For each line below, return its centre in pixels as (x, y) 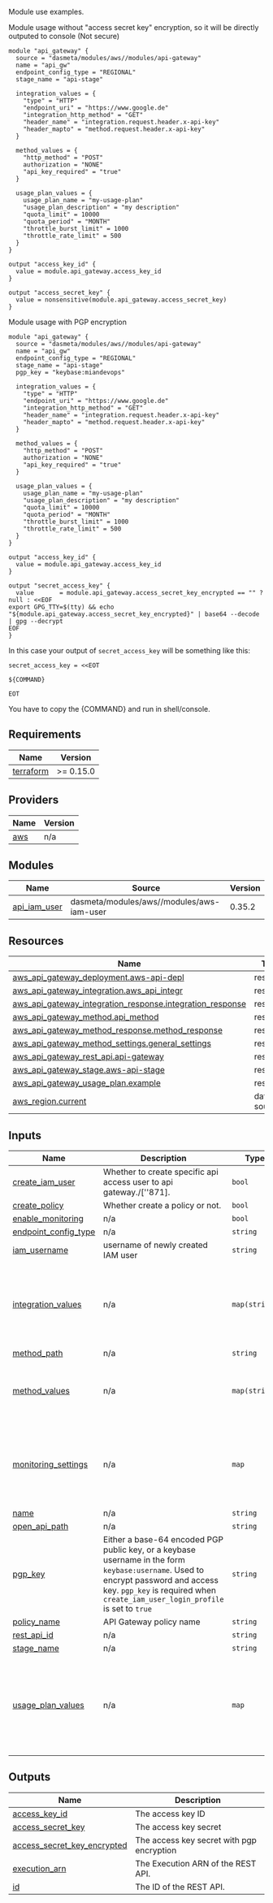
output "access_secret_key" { (60, 293)
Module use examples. (46, 12)
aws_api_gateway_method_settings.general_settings (112, 1043)
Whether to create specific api (161, 1172)
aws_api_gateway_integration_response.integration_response (129, 1004)
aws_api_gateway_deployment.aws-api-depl (98, 978)
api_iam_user (37, 907)
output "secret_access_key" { (60, 586)
